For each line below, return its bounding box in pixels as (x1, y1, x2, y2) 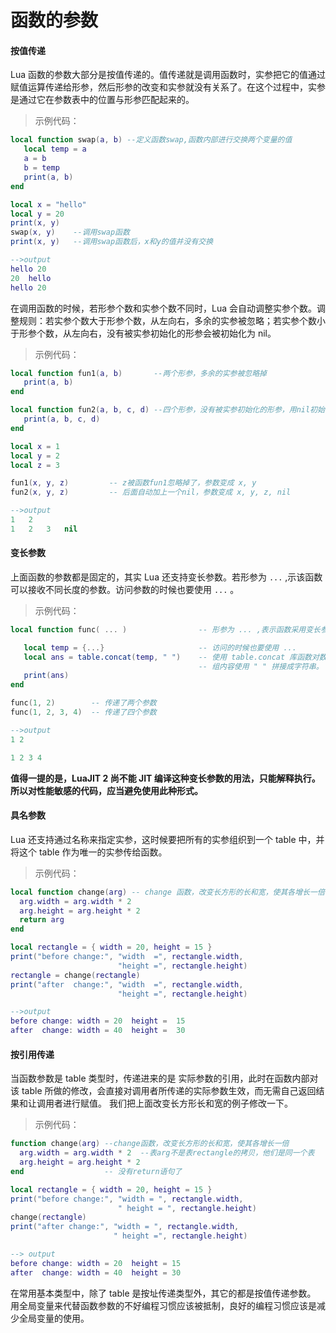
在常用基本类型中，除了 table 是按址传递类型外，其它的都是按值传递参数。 (10, 1287, 317, 1299)
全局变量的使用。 (18, 1312, 90, 1324)
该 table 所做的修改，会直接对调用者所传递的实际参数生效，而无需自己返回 (10, 1085, 317, 1097)
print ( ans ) (23, 671, 70, 681)
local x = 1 (10, 441, 60, 451)
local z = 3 (10, 460, 60, 470)
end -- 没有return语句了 (10, 1166, 183, 1176)
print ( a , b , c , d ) (23, 414, 101, 425)
